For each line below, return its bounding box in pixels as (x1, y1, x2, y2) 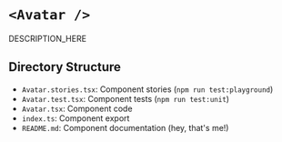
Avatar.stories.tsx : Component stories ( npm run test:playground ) (21, 84, 274, 95)
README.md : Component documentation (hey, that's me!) (21, 122, 229, 133)
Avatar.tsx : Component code (21, 103, 133, 114)
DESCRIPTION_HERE (8, 33, 87, 44)
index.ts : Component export (21, 112, 130, 124)
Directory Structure (8, 59, 122, 75)
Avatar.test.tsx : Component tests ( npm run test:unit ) (21, 93, 229, 104)
